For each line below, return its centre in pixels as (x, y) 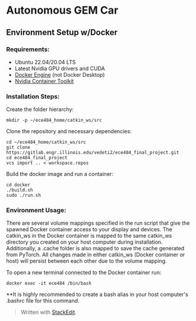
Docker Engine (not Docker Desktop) (60, 74)
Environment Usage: (36, 210)
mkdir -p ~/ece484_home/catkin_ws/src (54, 120)
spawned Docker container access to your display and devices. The (89, 229)
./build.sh (20, 190)
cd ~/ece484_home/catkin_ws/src (46, 142)
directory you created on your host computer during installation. (85, 242)
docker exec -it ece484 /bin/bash (49, 284)
